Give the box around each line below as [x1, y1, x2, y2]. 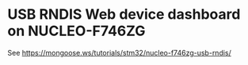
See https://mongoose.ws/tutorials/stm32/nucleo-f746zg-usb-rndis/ [7, 48, 231, 57]
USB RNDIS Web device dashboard [7, 5, 241, 23]
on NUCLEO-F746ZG [7, 22, 146, 40]
